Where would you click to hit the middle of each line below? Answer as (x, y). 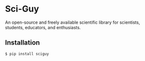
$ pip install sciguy (27, 54)
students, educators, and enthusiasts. (43, 27)
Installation (22, 43)
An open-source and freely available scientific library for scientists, (72, 22)
